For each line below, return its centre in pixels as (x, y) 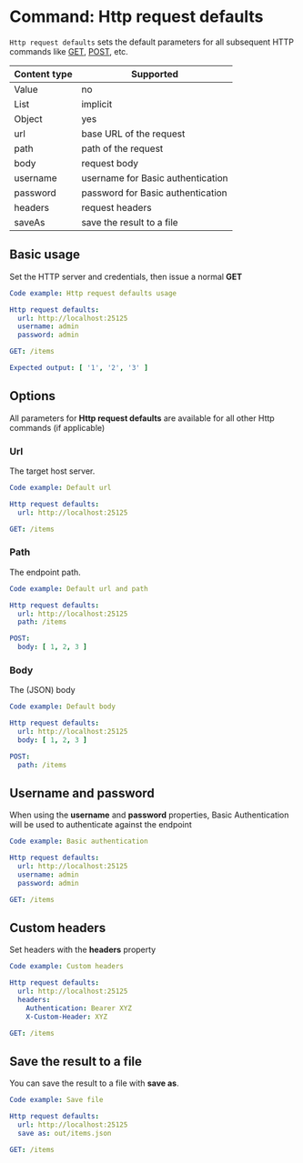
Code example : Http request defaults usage (93, 293)
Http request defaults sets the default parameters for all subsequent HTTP (151, 42)
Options (33, 396)
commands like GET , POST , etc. (69, 51)
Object (28, 118)
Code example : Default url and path (79, 588)
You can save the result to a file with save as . (94, 1083)
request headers (116, 207)
